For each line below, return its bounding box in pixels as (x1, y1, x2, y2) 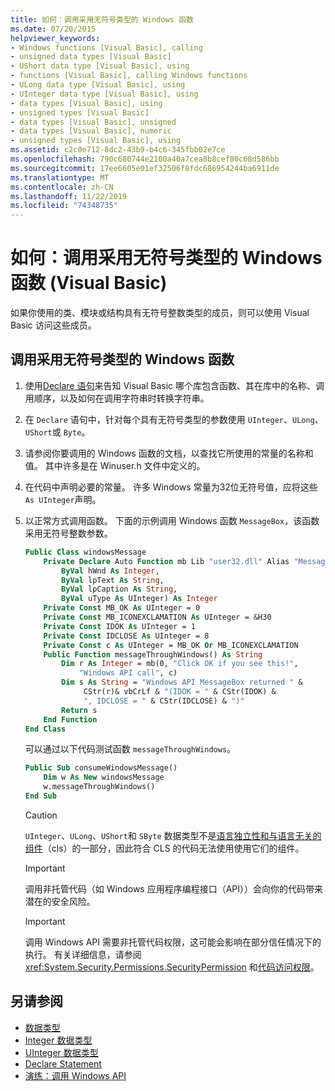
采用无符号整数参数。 (24, 527, 113, 539)
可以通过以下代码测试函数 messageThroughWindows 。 (24, 743, 237, 755)
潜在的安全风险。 (24, 895, 96, 907)
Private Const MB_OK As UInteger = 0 (43, 603, 201, 613)
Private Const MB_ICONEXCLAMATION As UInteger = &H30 (43, 612, 272, 622)
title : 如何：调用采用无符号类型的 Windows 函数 (10, 14, 194, 25)
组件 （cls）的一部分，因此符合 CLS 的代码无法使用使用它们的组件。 (24, 842, 305, 854)
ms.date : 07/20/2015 (10, 24, 97, 34)
